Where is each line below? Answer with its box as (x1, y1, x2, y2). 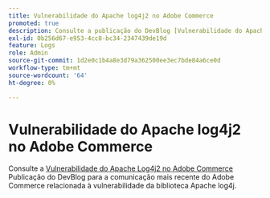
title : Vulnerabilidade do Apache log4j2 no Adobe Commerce (8, 11, 215, 20)
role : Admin (8, 49, 48, 57)
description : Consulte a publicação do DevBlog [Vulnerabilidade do (8, 26, 243, 34)
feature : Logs (8, 42, 56, 50)
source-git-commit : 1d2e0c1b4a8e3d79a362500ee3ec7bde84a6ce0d (8, 57, 221, 65)
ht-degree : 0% (8, 79, 56, 87)
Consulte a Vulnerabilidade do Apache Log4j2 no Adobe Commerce (8, 164, 233, 173)
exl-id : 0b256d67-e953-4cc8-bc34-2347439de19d (8, 34, 167, 42)
